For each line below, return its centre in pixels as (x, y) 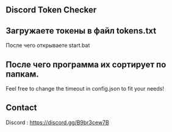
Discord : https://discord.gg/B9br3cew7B (57, 122)
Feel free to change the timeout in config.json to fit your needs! (85, 89)
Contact (21, 108)
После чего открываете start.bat (48, 46)
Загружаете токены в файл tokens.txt (81, 31)
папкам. (22, 74)
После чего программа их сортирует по (86, 64)
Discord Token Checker (51, 10)
